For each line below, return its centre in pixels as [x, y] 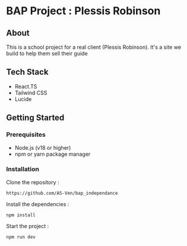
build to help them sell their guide [47, 53]
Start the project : [28, 226]
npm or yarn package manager [53, 154]
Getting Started [35, 118]
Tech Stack [27, 72]
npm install [21, 215]
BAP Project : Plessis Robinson [83, 11]
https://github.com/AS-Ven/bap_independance [62, 193]
